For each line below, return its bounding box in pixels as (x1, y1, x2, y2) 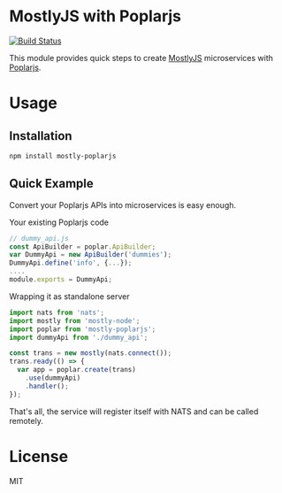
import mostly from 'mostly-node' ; (9, 316, 141, 325)
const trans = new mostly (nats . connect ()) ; (9, 349, 172, 358)
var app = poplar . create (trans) (17, 366, 137, 374)
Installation (9, 128, 72, 143)
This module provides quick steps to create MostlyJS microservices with (9, 52, 274, 63)
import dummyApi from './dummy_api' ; (9, 333, 149, 342)
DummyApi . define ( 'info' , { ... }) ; (9, 258, 133, 267)
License (9, 446, 69, 466)
